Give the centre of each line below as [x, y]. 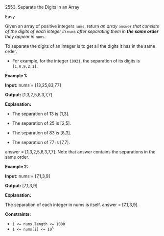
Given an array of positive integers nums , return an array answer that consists [82, 26]
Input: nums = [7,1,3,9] [28, 176]
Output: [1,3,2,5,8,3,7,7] [29, 95]
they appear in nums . [25, 37]
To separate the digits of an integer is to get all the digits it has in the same [80, 46]
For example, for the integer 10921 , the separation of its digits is [76, 61]
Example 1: [16, 75]
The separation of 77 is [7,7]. [41, 142]
